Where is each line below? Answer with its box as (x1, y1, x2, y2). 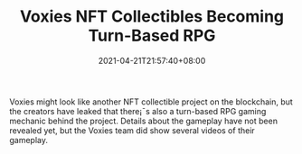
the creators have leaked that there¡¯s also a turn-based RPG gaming (9, 105, 267, 116)
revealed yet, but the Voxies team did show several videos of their (9, 124, 255, 136)
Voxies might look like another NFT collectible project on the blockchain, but (9, 96, 294, 107)
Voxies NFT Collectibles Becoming (19, 6, 285, 27)
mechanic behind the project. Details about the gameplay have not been (9, 115, 278, 126)
